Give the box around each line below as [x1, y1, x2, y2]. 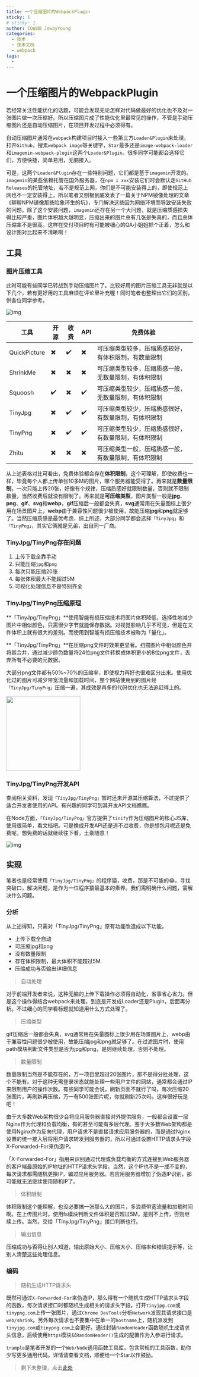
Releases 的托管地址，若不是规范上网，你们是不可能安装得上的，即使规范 [6, 184, 184, 191]
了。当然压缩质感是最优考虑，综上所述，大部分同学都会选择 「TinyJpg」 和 [6, 515, 184, 522]
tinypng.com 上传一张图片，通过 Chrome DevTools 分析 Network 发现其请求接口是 [6, 1309, 192, 1316]
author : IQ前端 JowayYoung [6, 25, 71, 32]
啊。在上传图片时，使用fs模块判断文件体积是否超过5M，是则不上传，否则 [6, 1210, 185, 1218]
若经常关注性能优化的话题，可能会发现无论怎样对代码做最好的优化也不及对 [6, 107, 188, 114]
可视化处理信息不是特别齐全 [14, 583, 83, 590]
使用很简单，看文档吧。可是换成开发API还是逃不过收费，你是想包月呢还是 [6, 822, 186, 829]
